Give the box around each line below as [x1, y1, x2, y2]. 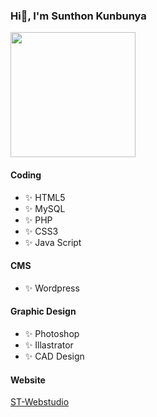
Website [10, 374, 46, 386]
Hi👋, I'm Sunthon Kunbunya [10, 9, 147, 23]
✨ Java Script [24, 236, 82, 248]
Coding [10, 169, 42, 181]
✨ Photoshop [24, 327, 80, 339]
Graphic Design [10, 305, 77, 318]
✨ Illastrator [24, 339, 74, 351]
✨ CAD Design [24, 350, 85, 362]
